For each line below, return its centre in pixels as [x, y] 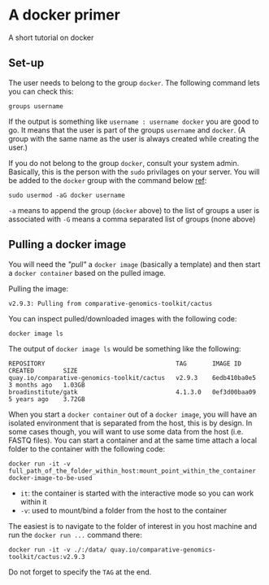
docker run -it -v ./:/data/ [58, 550]
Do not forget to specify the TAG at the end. [80, 572]
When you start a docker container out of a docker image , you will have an [133, 414]
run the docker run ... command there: [75, 535]
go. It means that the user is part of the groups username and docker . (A [127, 130]
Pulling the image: [39, 288]
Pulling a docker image [67, 244]
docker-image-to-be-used [50, 478]
